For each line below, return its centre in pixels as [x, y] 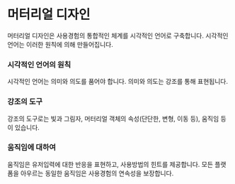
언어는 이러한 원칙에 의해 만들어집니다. [60, 44]
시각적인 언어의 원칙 [39, 65]
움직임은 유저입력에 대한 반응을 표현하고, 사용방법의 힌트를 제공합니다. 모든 [110, 164]
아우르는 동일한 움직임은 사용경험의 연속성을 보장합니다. [97, 173]
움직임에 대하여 [32, 148]
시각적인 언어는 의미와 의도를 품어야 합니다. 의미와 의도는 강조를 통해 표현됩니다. [118, 82]
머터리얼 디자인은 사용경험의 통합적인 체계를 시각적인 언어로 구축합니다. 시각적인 [118, 36]
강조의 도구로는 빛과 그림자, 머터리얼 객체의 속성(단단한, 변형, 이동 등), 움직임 [113, 119]
